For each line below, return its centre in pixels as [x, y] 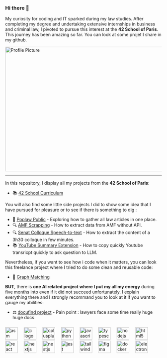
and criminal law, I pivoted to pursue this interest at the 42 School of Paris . [82, 29]
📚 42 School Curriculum [38, 193]
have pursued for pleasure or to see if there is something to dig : [71, 210]
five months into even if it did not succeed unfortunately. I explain [72, 292]
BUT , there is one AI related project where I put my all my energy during [80, 287]
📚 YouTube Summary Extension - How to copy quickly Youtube [78, 245]
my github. [16, 40]
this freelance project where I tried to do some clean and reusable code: [79, 267]
